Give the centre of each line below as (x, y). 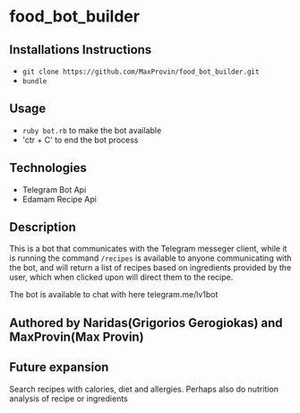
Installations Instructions (81, 50)
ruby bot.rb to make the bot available (92, 130)
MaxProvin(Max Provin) (77, 336)
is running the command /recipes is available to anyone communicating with (150, 258)
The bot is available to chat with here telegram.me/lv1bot (114, 295)
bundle (34, 82)
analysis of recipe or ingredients (69, 398)
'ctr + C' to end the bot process (80, 140)
